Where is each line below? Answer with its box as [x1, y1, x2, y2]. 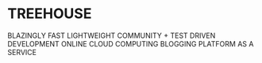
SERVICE [7, 47, 37, 57]
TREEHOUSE [7, 5, 92, 23]
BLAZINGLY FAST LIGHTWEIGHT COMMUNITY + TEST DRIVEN [7, 31, 216, 40]
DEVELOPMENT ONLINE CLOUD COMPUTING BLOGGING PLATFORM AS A [7, 39, 254, 48]
